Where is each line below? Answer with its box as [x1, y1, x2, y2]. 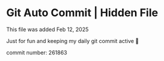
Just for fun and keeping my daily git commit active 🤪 [6, 37, 139, 44]
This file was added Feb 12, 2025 [6, 26, 89, 33]
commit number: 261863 [6, 48, 68, 56]
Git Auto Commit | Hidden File [6, 6, 159, 20]
